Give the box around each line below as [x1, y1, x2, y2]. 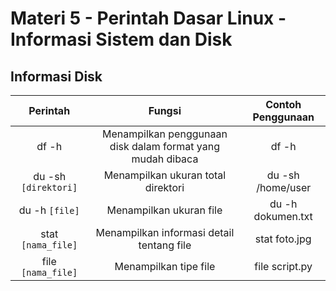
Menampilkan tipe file [114, 260, 216, 273]
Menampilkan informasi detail [95, 226, 235, 239]
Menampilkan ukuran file [106, 203, 223, 217]
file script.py [254, 260, 313, 273]
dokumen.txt [253, 210, 313, 223]
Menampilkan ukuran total [103, 168, 227, 182]
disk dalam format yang [109, 140, 221, 153]
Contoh [265, 98, 302, 111]
